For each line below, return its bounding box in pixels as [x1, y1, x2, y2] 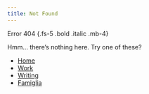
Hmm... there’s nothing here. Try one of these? [7, 42, 142, 51]
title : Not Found [7, 10, 58, 17]
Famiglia [17, 78, 42, 87]
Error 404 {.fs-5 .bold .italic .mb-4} [7, 29, 109, 38]
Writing [17, 71, 39, 79]
